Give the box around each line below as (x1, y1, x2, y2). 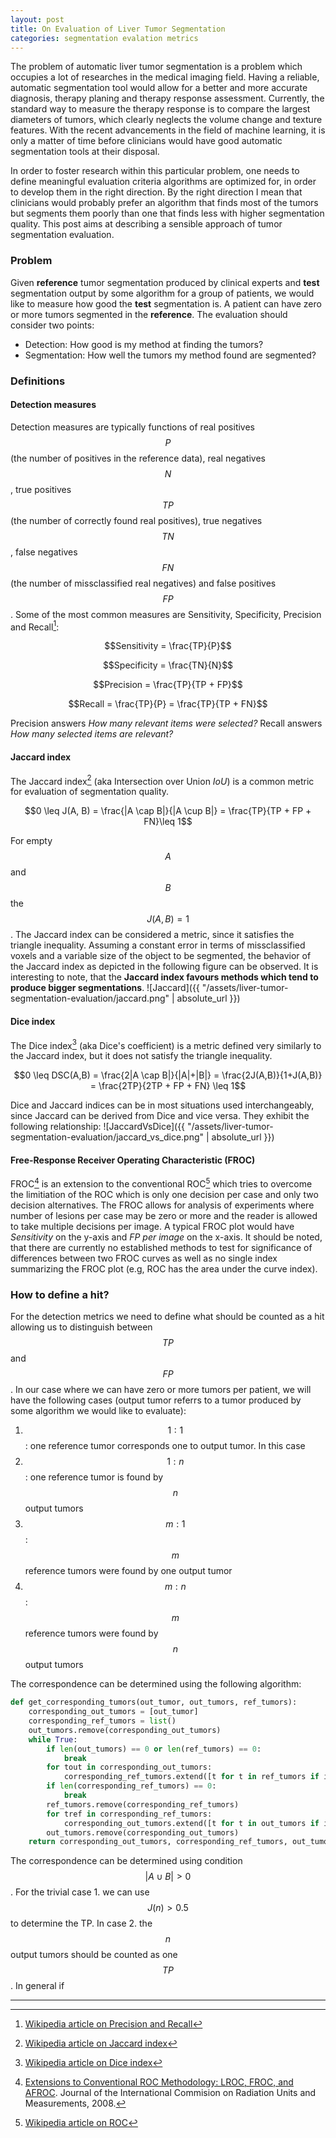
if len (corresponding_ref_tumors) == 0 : (46, 1781, 217, 1791)
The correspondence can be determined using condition (10, 1855, 243, 1867)
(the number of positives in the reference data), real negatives (10, 452, 266, 464)
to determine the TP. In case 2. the (10, 1917, 153, 1930)
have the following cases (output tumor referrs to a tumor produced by (10, 1394, 302, 1406)
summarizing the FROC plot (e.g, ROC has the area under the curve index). (10, 1263, 318, 1275)
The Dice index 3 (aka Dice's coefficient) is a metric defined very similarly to (10, 1037, 322, 1051)
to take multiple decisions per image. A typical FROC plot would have (10, 1221, 295, 1233)
